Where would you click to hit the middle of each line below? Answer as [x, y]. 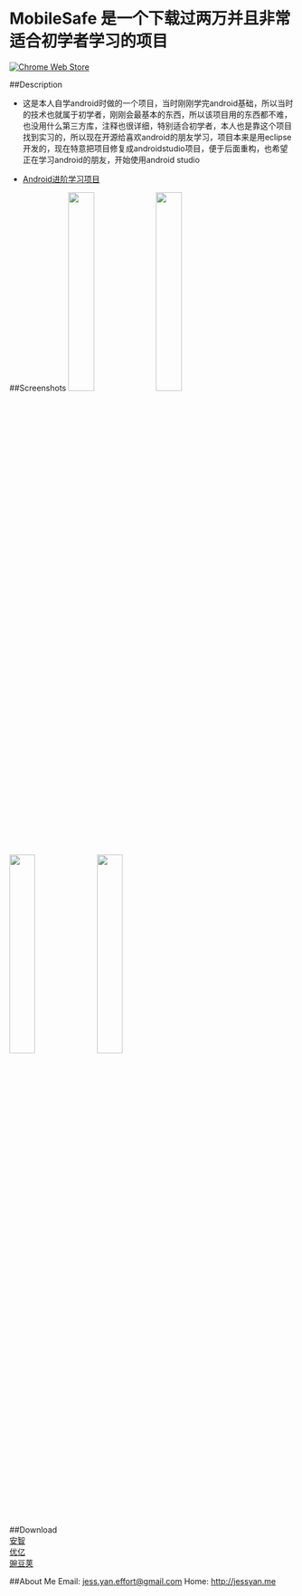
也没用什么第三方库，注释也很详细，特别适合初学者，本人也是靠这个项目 [157, 125]
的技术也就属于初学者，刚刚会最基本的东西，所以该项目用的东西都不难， [157, 114]
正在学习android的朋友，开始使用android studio [111, 159]
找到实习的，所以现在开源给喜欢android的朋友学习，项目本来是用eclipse [157, 137]
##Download [33, 1529]
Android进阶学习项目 [61, 178]
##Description [36, 84]
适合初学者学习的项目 [89, 41]
